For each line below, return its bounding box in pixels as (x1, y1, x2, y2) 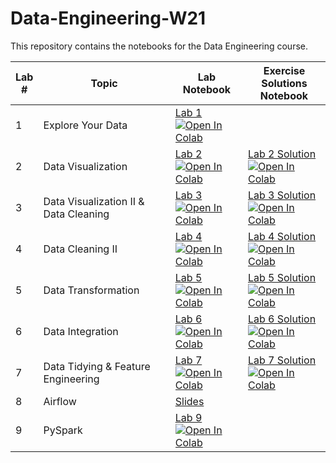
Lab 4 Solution (247, 229, 317, 243)
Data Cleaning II (43, 242, 118, 256)
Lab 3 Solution (247, 188, 317, 202)
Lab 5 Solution (247, 270, 317, 284)
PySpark (43, 423, 83, 437)
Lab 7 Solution (247, 353, 317, 367)
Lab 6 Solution (247, 312, 317, 326)
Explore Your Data (43, 118, 128, 132)
